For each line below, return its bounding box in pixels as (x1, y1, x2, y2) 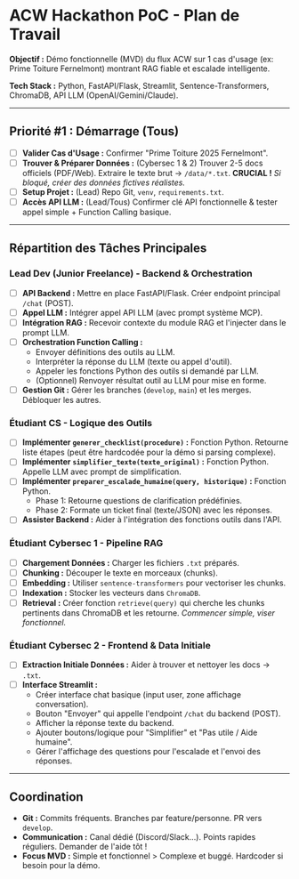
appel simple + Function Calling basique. (21, 206, 172, 217)
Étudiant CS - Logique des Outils (9, 416, 153, 429)
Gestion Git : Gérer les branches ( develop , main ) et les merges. (21, 384, 252, 395)
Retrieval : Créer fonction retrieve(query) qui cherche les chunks (21, 598, 265, 609)
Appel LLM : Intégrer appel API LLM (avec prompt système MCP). (21, 307, 263, 318)
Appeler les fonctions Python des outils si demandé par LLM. (35, 366, 260, 376)
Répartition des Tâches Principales (9, 241, 207, 256)
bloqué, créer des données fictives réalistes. (21, 177, 185, 188)
